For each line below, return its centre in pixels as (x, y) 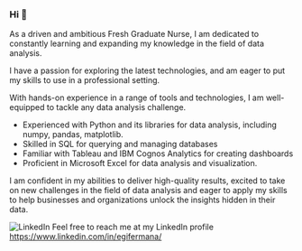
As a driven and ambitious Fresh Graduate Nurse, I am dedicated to (134, 34)
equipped (27, 107)
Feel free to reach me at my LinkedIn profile (133, 227)
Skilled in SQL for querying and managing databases (120, 144)
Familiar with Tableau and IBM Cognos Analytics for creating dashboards (158, 153)
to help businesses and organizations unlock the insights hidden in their (142, 200)
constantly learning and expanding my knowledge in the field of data (137, 43)
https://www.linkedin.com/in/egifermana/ (86, 237)
